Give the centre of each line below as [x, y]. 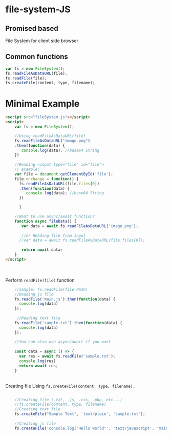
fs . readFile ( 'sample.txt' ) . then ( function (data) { [69, 323]
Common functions [37, 57]
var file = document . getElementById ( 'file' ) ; [64, 174]
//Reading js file [34, 294]
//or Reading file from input [53, 235]
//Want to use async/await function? [55, 216]
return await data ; [42, 250]
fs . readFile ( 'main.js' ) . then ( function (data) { [65, 299]
